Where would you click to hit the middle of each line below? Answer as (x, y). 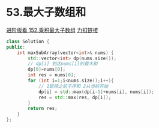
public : (16, 47)
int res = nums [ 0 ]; (52, 75)
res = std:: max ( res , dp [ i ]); (75, 97)
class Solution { (28, 41)
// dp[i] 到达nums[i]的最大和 (63, 64)
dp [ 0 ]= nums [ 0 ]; (47, 70)
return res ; (43, 109)
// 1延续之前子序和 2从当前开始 (73, 86)
